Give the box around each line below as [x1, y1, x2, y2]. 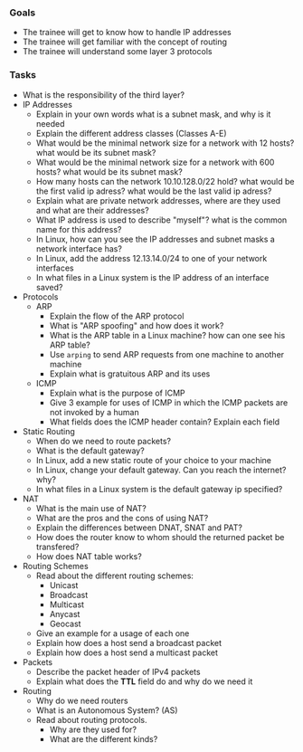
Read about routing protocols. [35, 714, 147, 725]
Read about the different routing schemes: [35, 570, 194, 581]
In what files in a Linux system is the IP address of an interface [35, 271, 270, 282]
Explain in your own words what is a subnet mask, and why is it [35, 109, 271, 119]
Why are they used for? [49, 724, 137, 735]
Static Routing [22, 425, 75, 436]
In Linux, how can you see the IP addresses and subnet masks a [35, 233, 276, 244]
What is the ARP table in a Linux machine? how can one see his [49, 329, 286, 340]
